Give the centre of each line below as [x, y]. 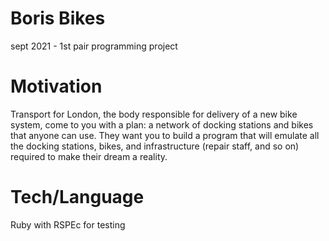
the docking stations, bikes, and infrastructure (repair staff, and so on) [155, 146]
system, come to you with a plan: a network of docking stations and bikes [162, 124]
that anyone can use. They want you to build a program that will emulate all [165, 135]
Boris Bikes [58, 18]
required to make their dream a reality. [89, 156]
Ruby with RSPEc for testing [68, 224]
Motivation [56, 86]
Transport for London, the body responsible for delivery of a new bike [154, 114]
